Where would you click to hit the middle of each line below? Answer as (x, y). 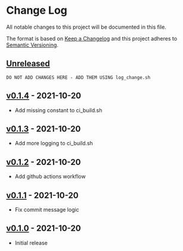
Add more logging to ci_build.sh (54, 143)
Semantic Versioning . (32, 45)
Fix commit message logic (47, 209)
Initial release (31, 243)
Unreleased (28, 64)
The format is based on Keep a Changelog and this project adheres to (92, 38)
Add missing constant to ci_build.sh (58, 110)
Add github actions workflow (50, 176)
